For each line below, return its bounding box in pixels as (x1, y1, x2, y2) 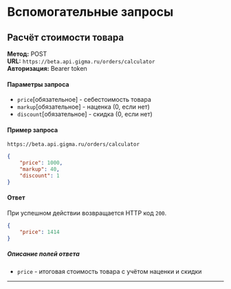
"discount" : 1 (19, 173, 60, 180)
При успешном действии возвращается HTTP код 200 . (7, 208, 167, 217)
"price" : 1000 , (19, 160, 63, 167)
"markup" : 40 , (19, 166, 60, 173)
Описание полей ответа (7, 250, 80, 258)
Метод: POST (7, 50, 47, 58)
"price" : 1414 (19, 228, 60, 235)
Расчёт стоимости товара (7, 32, 124, 43)
